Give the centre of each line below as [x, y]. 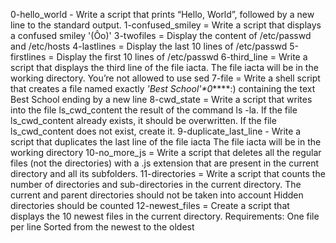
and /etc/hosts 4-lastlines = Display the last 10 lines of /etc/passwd [149, 46]
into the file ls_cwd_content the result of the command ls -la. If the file [154, 110]
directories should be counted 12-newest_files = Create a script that [150, 205]
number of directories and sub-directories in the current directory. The [156, 184]
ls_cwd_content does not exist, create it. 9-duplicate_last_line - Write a [156, 131]
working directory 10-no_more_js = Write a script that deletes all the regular [166, 152]
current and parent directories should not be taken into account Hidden [157, 195]
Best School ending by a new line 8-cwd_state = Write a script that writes [161, 99]
